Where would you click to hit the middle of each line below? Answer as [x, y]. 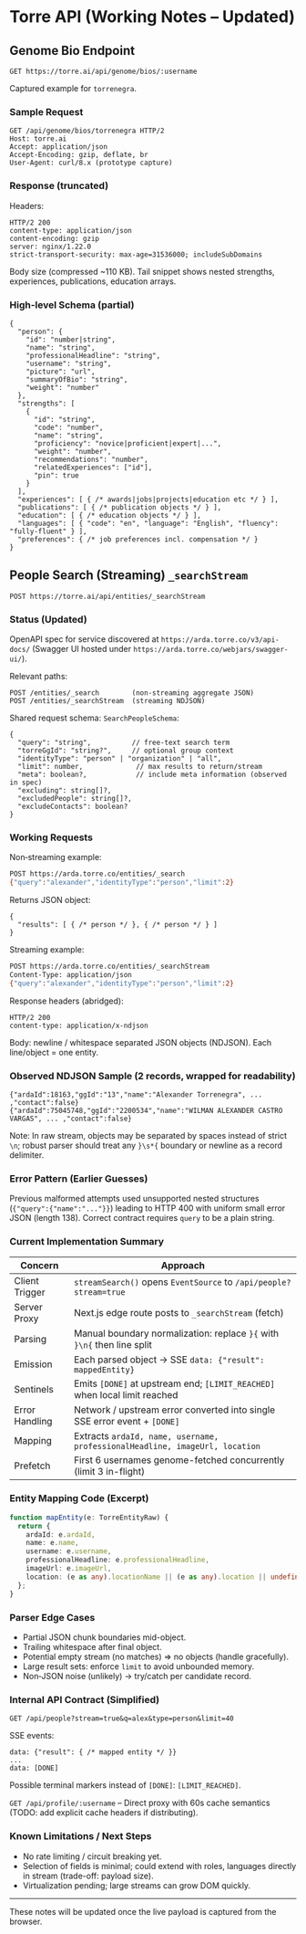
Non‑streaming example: [56, 857]
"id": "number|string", [71, 340]
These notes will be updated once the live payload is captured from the [143, 1911]
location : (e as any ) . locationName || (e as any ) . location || [146, 1577]
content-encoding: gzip [55, 238]
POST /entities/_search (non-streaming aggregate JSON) [132, 693]
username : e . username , [69, 1551]
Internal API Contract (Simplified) [85, 1699]
